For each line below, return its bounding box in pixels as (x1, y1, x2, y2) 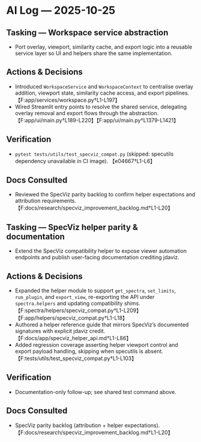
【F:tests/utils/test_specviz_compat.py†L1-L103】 (14, 355, 137, 362)
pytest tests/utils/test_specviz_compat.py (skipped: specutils (14, 150, 174, 158)
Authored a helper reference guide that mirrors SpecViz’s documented (14, 321, 189, 328)
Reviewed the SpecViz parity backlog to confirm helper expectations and (14, 191, 196, 198)
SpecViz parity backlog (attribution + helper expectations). (14, 422, 160, 429)
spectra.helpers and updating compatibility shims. (14, 300, 141, 307)
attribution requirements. (14, 197, 77, 204)
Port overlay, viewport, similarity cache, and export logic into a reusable (14, 43, 193, 50)
